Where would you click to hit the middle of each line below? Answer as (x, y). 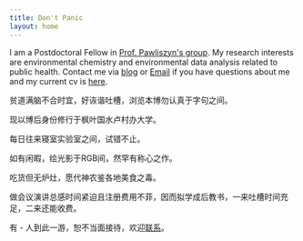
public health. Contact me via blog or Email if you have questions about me (150, 71)
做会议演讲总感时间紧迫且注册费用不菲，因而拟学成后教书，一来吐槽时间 (145, 196)
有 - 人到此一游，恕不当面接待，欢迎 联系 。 (90, 227)
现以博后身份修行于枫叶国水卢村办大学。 (85, 119)
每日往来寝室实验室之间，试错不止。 (77, 138)
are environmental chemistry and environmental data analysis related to (144, 62)
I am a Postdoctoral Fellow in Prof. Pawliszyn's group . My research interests (151, 52)
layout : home (34, 26)
